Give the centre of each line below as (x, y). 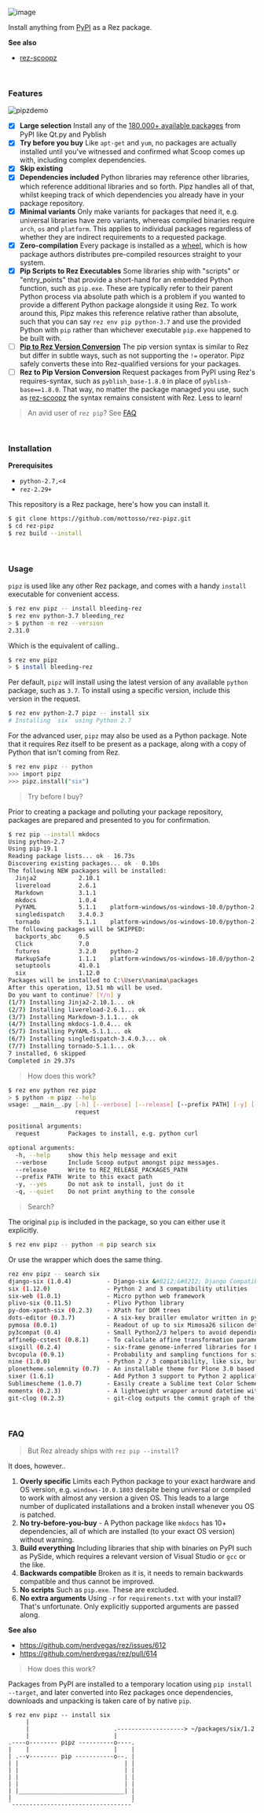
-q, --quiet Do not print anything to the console (105, 1192)
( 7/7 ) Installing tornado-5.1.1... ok (71, 1046)
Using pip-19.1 (33, 849)
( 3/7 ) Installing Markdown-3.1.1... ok (73, 1017)
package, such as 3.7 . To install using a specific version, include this (119, 691)
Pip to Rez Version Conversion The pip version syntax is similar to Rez (134, 347)
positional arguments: (45, 1127)
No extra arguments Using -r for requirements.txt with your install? (130, 1598)
